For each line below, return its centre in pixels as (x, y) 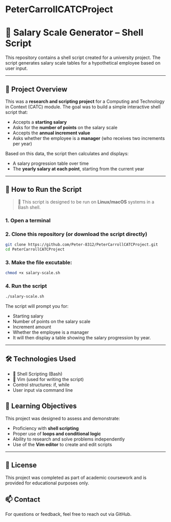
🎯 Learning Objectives (41, 406)
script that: (17, 112)
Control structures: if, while (41, 385)
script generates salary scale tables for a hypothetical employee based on (83, 63)
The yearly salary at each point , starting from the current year (78, 168)
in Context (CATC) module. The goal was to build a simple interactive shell (83, 107)
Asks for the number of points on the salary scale (65, 127)
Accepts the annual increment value (51, 133)
